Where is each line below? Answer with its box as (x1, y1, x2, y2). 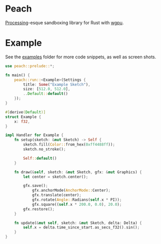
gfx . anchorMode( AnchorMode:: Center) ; (31, 188, 111, 193)
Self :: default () (23, 156, 57, 161)
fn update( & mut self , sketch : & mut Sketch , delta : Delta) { (14, 220, 142, 225)
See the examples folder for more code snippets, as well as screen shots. (5, 54, 156, 60)
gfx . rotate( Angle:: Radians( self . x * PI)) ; (31, 197, 122, 202)
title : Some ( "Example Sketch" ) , (23, 82, 91, 87)
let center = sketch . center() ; (23, 174, 88, 179)
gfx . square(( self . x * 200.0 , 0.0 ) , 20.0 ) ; (31, 202, 122, 207)
